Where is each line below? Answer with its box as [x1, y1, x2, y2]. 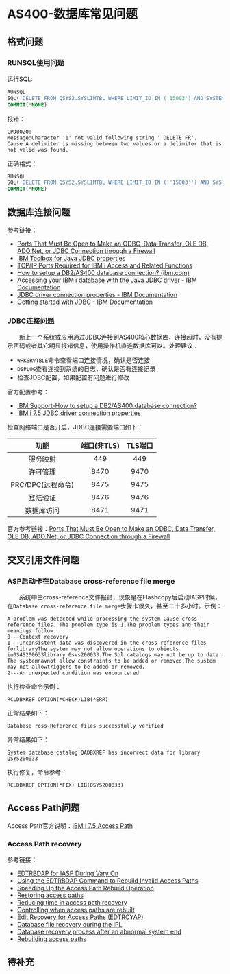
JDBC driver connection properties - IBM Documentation [16, 290, 178, 298]
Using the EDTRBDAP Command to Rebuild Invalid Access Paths [16, 877, 199, 885]
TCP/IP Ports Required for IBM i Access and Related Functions [16, 261, 193, 270]
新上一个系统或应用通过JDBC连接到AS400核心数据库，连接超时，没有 [19, 333, 217, 342]
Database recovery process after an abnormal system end [16, 927, 181, 936]
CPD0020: [7, 128, 32, 135]
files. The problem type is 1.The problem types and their [37, 621, 210, 628]
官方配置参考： [7, 388, 49, 396]
